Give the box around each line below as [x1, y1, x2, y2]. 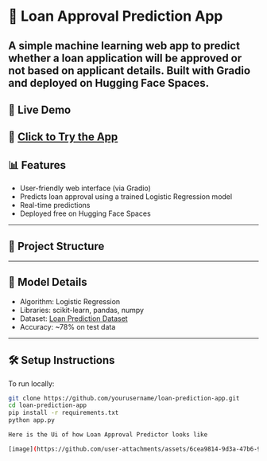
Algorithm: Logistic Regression [19, 296, 121, 306]
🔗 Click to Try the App [8, 131, 118, 144]
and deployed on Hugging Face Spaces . [8, 76, 209, 90]
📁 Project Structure [8, 239, 105, 253]
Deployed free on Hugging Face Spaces [19, 209, 151, 218]
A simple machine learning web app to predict [8, 39, 241, 53]
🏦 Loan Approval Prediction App [8, 7, 223, 25]
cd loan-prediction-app [8, 401, 87, 409]
